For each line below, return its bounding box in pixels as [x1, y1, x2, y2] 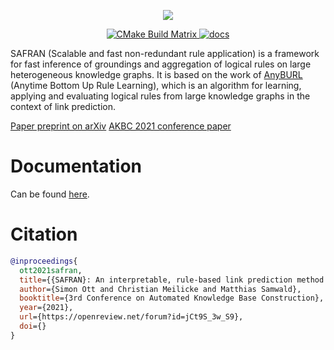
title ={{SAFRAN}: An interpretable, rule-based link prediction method [19, 275, 325, 285]
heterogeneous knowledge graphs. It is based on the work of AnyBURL [10, 69, 303, 80]
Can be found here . [10, 188, 90, 200]
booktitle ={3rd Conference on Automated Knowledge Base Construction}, [19, 293, 325, 304]
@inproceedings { [10, 256, 78, 266]
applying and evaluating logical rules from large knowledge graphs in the [10, 90, 311, 102]
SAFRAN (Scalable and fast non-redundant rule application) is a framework [10, 48, 320, 59]
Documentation [10, 155, 143, 178]
